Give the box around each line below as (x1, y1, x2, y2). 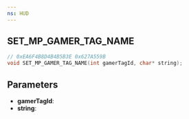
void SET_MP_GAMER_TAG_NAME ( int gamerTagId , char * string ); (7, 59, 184, 67)
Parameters (7, 79, 58, 90)
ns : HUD (7, 10, 30, 17)
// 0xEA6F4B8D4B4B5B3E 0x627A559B (7, 53, 107, 60)
